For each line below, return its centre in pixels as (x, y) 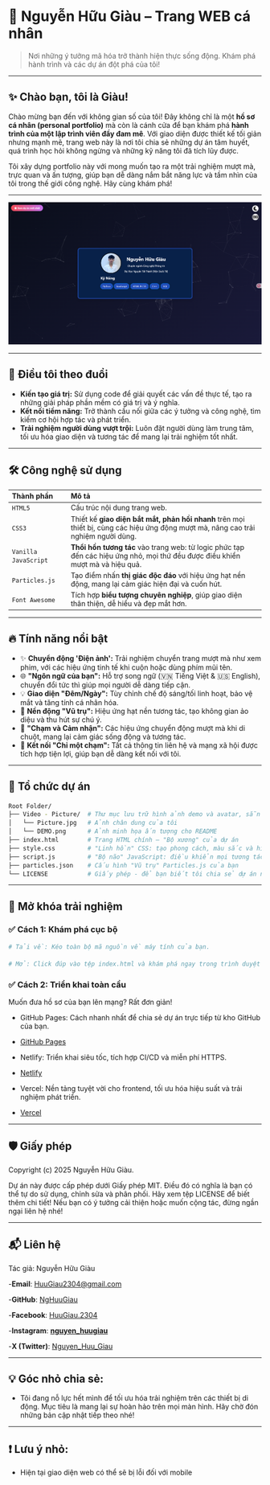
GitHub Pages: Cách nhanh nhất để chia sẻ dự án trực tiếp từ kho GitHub (140, 1018)
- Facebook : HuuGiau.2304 (53, 1315)
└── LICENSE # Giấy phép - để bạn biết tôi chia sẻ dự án (133, 874)
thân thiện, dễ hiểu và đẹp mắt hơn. (129, 604)
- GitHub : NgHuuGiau (43, 1299)
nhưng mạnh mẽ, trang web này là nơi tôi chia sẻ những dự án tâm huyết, (129, 142)
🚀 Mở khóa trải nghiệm (65, 907)
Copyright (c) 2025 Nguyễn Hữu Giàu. (71, 1170)
